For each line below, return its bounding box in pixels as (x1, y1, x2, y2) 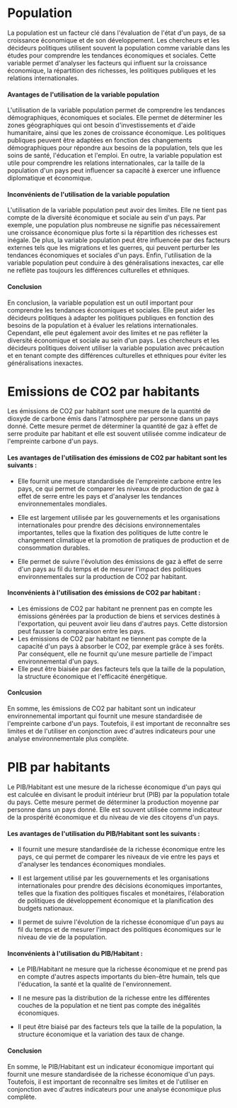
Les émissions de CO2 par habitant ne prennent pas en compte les (17, 604, 213, 612)
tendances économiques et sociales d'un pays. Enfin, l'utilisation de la (7, 251, 212, 260)
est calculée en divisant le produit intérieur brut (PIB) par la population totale (7, 791, 230, 799)
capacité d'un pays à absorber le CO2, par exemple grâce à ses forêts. (17, 641, 224, 651)
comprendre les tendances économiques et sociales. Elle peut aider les (7, 305, 216, 314)
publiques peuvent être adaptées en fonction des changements (7, 136, 192, 145)
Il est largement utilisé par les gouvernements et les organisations (17, 874, 210, 882)
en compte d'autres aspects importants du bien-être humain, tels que (17, 972, 221, 981)
